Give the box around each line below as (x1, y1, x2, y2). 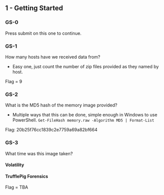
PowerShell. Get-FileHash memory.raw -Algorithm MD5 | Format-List (12, 117, 155, 123)
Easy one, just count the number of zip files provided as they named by (12, 63, 159, 69)
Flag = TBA (5, 184, 28, 191)
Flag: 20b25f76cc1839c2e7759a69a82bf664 (5, 127, 98, 133)
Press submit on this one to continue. (5, 30, 82, 36)
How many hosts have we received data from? (5, 54, 101, 60)
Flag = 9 (5, 78, 22, 84)
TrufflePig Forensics (5, 173, 48, 179)
